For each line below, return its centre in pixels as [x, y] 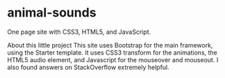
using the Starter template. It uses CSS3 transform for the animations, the [112, 52]
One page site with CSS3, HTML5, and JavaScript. [79, 32]
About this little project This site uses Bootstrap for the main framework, [110, 45]
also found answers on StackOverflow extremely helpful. [89, 67]
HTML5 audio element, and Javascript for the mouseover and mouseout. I [113, 59]
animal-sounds [52, 13]
